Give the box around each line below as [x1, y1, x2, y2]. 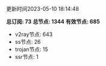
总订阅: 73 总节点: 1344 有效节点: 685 [6, 18, 100, 25]
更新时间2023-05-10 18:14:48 [6, 5, 79, 12]
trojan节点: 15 [14, 46, 49, 53]
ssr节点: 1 [14, 53, 39, 60]
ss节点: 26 [14, 38, 41, 45]
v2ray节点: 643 [14, 31, 53, 38]
